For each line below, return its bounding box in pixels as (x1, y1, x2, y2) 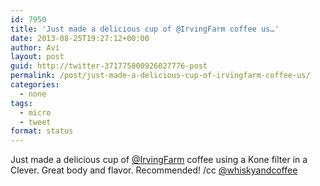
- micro (19, 107, 52, 118)
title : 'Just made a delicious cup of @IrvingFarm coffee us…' (10, 24, 280, 34)
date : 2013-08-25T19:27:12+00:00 (10, 33, 150, 43)
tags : (10, 98, 33, 108)
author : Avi (10, 42, 60, 53)
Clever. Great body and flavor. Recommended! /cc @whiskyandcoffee (10, 164, 298, 176)
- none (19, 89, 47, 99)
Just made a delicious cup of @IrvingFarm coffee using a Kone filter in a (10, 154, 308, 166)
